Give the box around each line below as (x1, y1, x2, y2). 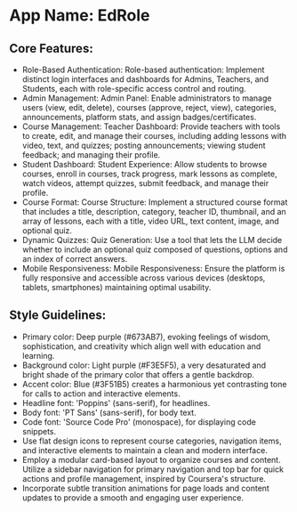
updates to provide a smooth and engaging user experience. (21, 492, 245, 503)
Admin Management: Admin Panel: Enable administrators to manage (21, 93, 272, 103)
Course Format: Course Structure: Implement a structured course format (21, 197, 288, 207)
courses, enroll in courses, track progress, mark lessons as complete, (21, 168, 277, 179)
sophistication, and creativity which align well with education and (21, 340, 261, 352)
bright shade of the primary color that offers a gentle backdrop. (21, 369, 255, 379)
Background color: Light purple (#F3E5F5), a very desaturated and (21, 360, 267, 370)
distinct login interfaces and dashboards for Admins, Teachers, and (21, 74, 269, 85)
